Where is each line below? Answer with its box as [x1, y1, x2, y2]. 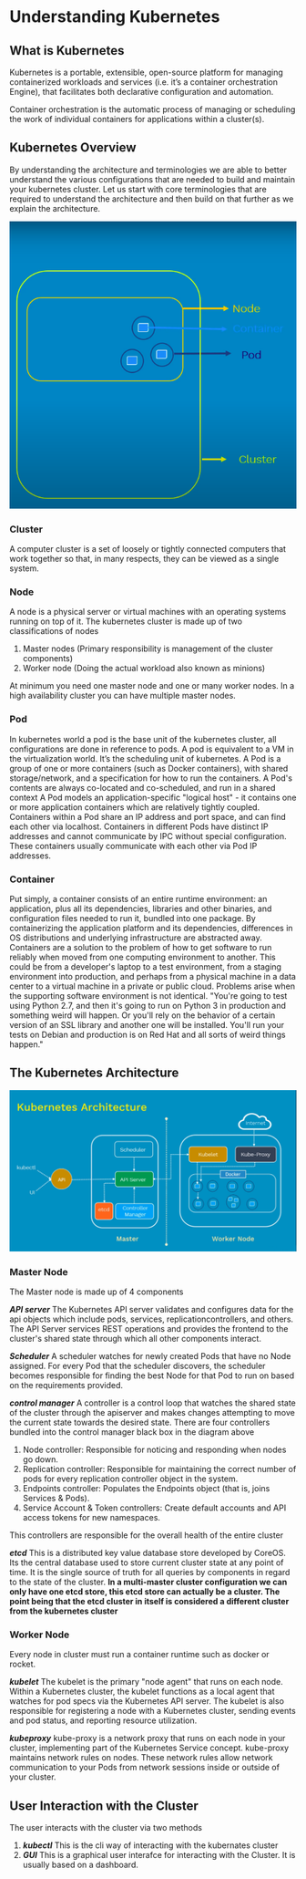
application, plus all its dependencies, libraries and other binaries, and [9, 903, 272, 914]
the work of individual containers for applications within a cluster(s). [9, 114, 265, 124]
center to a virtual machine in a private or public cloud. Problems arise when [9, 981, 296, 991]
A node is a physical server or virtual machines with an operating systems [9, 607, 287, 618]
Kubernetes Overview [9, 140, 137, 156]
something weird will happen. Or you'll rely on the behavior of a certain [9, 1010, 276, 1021]
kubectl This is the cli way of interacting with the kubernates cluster [22, 1840, 279, 1851]
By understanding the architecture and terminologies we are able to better [9, 164, 288, 175]
